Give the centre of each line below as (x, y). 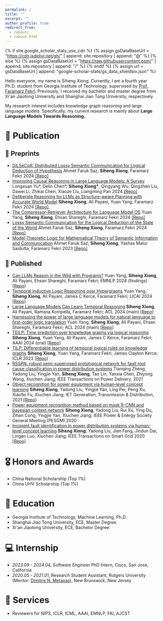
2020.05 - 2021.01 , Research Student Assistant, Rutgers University (79, 575)
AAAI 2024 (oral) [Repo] (36, 343)
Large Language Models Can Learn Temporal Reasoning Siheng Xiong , (84, 306)
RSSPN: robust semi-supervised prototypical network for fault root (79, 363)
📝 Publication (32, 136)
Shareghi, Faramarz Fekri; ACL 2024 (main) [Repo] (63, 327)
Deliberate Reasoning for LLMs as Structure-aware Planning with (77, 196)
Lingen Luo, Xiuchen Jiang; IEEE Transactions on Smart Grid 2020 (78, 436)
